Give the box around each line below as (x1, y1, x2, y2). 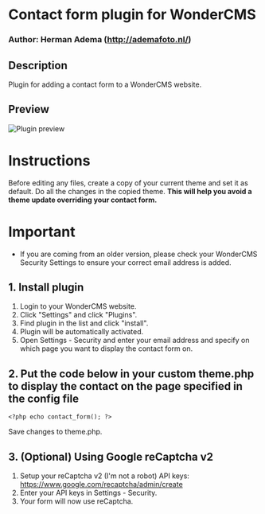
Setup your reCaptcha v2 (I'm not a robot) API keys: (19, 471, 189, 481)
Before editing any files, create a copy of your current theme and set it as (8, 177, 248, 188)
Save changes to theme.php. (8, 427, 103, 437)
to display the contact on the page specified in (8, 380, 243, 393)
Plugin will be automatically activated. (19, 327, 144, 337)
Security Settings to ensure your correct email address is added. (19, 257, 232, 267)
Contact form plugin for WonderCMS (8, 6, 256, 24)
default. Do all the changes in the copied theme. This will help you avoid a (8, 186, 252, 196)
